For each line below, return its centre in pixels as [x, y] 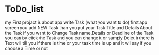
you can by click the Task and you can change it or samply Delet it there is [80, 38]
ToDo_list [24, 9]
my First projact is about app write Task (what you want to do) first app [76, 22]
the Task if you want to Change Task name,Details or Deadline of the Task [79, 33]
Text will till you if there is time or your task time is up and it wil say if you [78, 43]
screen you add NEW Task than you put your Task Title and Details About [79, 27]
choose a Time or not [26, 48]
